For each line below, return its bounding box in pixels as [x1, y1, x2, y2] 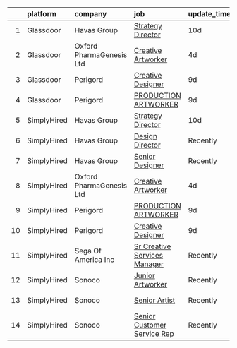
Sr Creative [133, 241, 171, 251]
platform [27, 9, 56, 18]
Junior [133, 271, 155, 280]
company [74, 9, 107, 18]
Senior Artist [133, 296, 176, 305]
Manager [133, 259, 164, 269]
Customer [133, 320, 167, 330]
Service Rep [133, 329, 174, 338]
